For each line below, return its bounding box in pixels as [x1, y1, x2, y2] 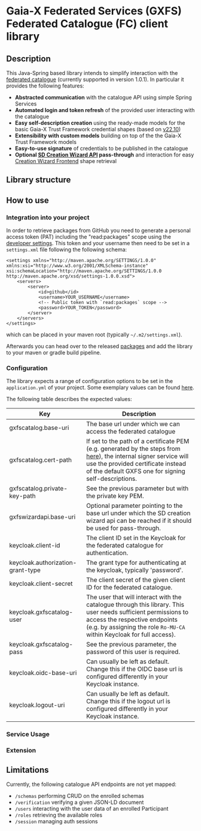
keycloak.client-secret [9, 580, 73, 588]
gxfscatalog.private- [9, 484, 68, 493]
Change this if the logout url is [86, 697, 170, 706]
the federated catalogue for [86, 541, 163, 550]
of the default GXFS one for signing [86, 467, 185, 475]
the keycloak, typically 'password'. [86, 566, 184, 574]
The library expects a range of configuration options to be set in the [6, 378, 173, 385]
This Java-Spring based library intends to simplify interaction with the [6, 70, 178, 76]
